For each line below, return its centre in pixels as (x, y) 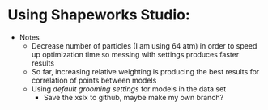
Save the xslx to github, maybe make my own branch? (134, 97)
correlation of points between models (94, 80)
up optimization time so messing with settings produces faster (135, 54)
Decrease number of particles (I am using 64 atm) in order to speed (144, 45)
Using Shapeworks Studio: (99, 15)
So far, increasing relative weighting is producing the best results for (145, 71)
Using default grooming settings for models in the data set (129, 89)
